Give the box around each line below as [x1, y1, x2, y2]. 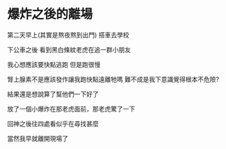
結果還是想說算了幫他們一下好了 [7, 90, 99, 98]
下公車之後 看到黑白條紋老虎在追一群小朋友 [7, 45, 131, 54]
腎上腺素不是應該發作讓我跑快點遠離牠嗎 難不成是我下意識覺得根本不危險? [7, 74, 220, 84]
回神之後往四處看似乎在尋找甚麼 [7, 119, 99, 127]
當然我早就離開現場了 [7, 134, 68, 143]
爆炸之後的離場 [7, 6, 93, 22]
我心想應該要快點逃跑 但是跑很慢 [7, 60, 101, 68]
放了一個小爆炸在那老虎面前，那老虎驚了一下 [7, 104, 136, 113]
